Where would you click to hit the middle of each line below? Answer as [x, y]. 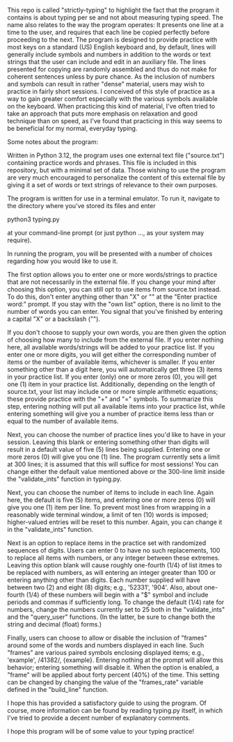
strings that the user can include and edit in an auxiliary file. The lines [107, 62]
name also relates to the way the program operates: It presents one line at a [115, 25]
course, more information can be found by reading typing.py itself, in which [115, 710]
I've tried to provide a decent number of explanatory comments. [99, 718]
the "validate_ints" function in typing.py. [64, 479]
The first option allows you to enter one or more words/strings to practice [112, 275]
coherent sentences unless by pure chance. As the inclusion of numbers [111, 77]
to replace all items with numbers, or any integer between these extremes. [114, 558]
